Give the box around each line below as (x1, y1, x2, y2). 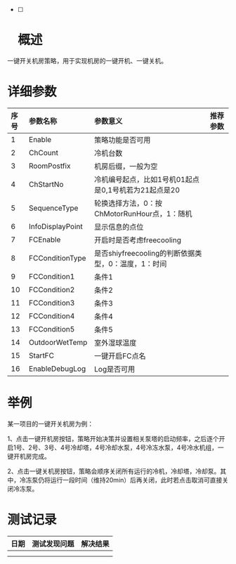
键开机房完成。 (7, 452, 51, 460)
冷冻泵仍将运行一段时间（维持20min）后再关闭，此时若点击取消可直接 (19, 476, 223, 484)
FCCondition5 (29, 324, 75, 334)
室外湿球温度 (94, 338, 137, 348)
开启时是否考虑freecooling (94, 235, 181, 244)
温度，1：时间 (119, 258, 167, 268)
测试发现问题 (32, 539, 75, 549)
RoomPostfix (29, 161, 71, 171)
